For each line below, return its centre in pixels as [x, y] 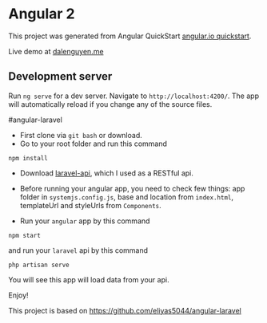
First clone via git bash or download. [81, 135]
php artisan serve [39, 265]
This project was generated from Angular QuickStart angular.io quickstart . [130, 36]
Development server [60, 77]
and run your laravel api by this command [78, 250]
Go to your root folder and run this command [94, 144]
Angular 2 [42, 14]
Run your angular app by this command [85, 221]
